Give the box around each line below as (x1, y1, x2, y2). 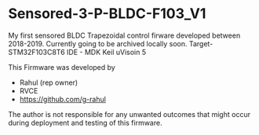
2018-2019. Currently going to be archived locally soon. (8, 38, 188, 48)
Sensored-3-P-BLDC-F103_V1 (8, 5, 206, 23)
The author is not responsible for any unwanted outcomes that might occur (8, 109, 251, 119)
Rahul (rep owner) (19, 78, 78, 87)
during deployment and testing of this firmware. (8, 118, 162, 127)
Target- (188, 38, 213, 48)
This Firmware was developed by (8, 62, 115, 71)
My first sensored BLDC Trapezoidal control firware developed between (8, 31, 241, 40)
